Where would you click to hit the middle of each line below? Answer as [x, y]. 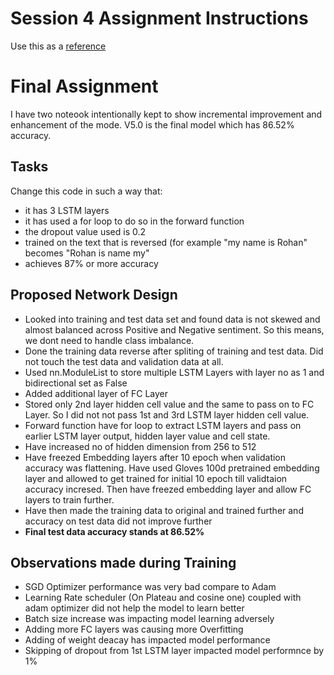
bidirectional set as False [76, 383]
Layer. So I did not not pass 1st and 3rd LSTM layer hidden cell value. [167, 414]
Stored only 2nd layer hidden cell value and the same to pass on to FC [169, 404]
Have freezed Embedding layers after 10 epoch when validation [155, 457]
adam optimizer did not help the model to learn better [134, 608]
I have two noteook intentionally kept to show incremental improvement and [166, 114]
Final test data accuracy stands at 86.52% [114, 531]
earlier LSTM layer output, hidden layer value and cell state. [147, 436]
